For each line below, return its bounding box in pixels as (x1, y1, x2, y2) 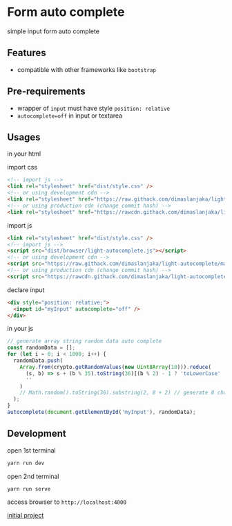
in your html (7, 149, 41, 158)
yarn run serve (7, 485, 51, 492)
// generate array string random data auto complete (7, 338, 162, 345)
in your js (7, 325, 33, 333)
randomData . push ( (13, 357, 64, 364)
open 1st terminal (7, 446, 57, 454)
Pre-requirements (7, 86, 86, 98)
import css (7, 163, 38, 172)
